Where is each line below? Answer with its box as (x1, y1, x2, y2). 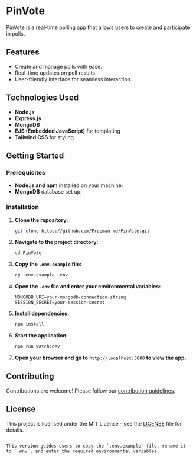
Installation (6, 203, 40, 211)
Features (6, 47, 40, 57)
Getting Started (6, 150, 64, 160)
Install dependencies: (14, 310, 70, 317)
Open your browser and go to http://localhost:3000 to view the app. (14, 354, 187, 361)
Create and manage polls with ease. (14, 63, 102, 70)
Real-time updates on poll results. (14, 69, 97, 76)
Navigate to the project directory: (14, 239, 99, 246)
